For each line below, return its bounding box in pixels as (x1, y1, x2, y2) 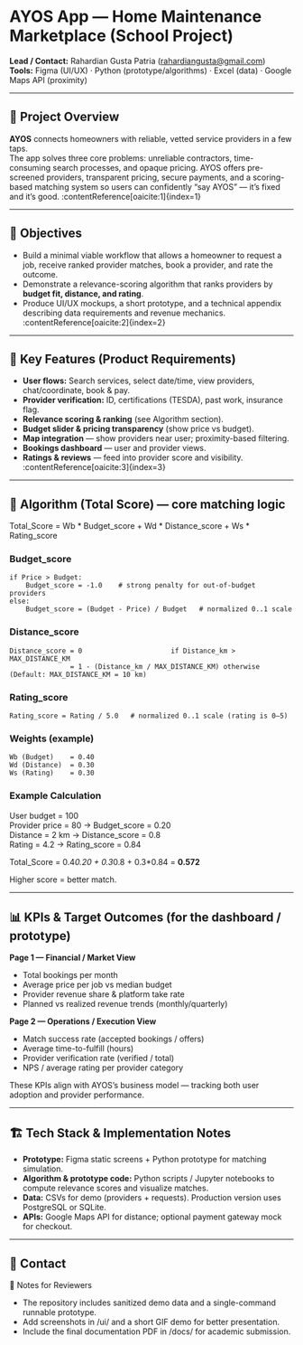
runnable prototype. (22, 1307, 97, 1318)
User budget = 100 (9, 810, 79, 821)
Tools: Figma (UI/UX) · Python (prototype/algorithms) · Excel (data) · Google (9, 65, 292, 76)
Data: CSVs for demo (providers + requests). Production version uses (22, 1192, 281, 1203)
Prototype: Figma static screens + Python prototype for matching (22, 1154, 267, 1165)
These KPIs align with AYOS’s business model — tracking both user (9, 1080, 260, 1091)
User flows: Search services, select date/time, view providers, (22, 375, 255, 386)
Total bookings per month (22, 970, 119, 981)
